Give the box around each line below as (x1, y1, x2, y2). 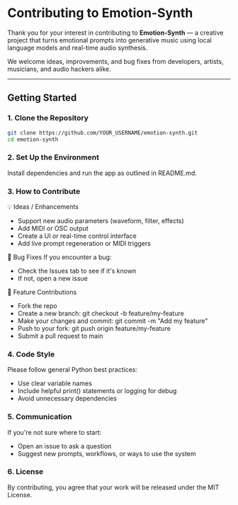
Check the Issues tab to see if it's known (17, 266, 137, 275)
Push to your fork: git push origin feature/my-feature (17, 324, 171, 332)
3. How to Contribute (7, 186, 81, 196)
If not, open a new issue (17, 274, 89, 283)
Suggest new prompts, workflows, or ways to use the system (17, 449, 196, 458)
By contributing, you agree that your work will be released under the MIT (7, 483, 220, 492)
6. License (7, 467, 44, 477)
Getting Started (7, 92, 77, 104)
